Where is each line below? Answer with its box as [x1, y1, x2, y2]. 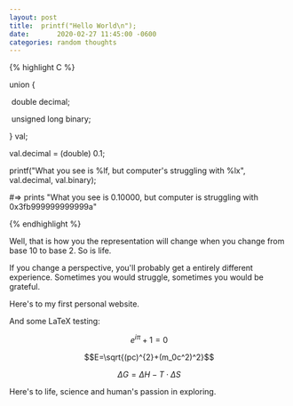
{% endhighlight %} [9, 219, 82, 229]
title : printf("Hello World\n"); [9, 21, 138, 30]
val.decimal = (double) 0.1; [9, 148, 106, 159]
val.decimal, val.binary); [9, 175, 97, 186]
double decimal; [11, 97, 71, 107]
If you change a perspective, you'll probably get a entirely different [9, 263, 253, 274]
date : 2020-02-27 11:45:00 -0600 [9, 29, 157, 38]
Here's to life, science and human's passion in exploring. [9, 386, 217, 396]
